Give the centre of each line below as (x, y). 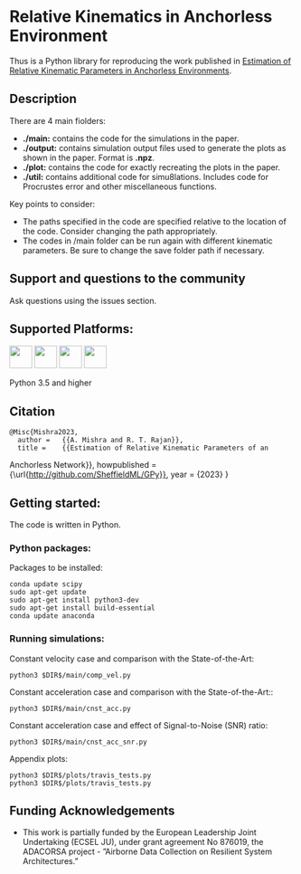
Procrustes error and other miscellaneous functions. (119, 186)
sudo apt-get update (48, 593)
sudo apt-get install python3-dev (75, 600)
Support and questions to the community (127, 279)
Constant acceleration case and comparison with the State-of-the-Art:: (141, 692)
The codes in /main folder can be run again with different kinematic (147, 241)
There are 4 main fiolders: (58, 120)
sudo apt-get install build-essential (82, 608)
